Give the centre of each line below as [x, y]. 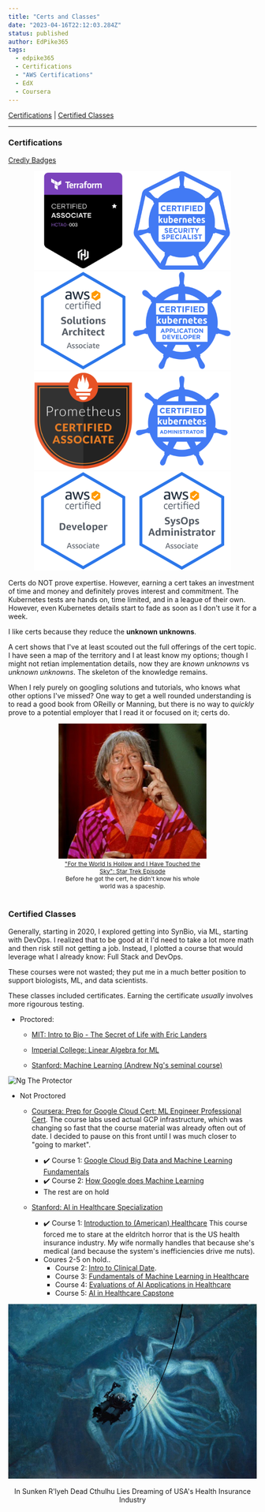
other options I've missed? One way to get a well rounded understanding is [130, 695]
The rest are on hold [76, 1192]
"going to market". [61, 1144]
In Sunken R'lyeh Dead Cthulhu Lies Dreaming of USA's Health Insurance [132, 1491]
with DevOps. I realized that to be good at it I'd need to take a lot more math [131, 940]
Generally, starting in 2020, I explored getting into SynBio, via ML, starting [128, 931]
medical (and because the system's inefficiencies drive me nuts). [149, 1251]
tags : [17, 50]
